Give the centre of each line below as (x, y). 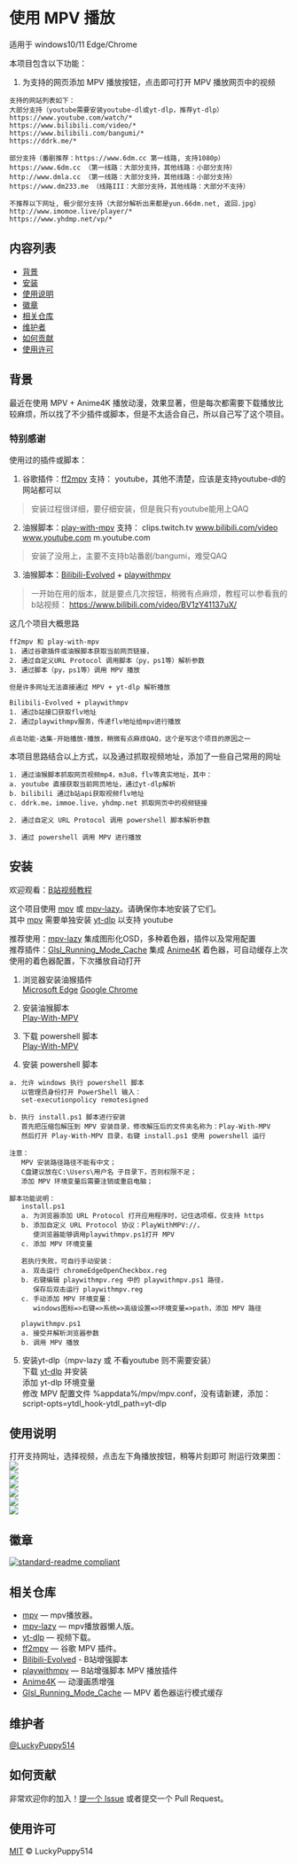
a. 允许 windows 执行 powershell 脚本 (77, 1082)
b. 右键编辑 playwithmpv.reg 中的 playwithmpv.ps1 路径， (124, 1280)
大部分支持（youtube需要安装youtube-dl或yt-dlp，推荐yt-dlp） (116, 110)
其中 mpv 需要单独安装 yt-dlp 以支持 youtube (91, 919)
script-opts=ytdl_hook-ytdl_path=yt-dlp (94, 1403)
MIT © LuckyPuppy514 (51, 1851)
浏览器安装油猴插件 (57, 979)
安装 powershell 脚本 (60, 1064)
